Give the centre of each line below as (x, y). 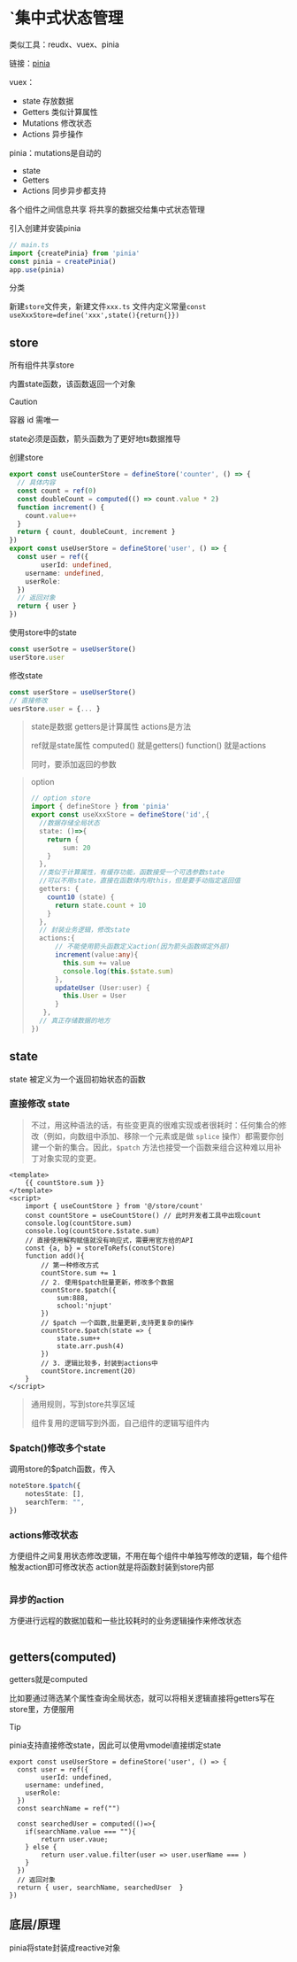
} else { (41, 1848)
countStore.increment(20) (89, 1371)
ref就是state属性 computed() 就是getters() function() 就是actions (148, 746)
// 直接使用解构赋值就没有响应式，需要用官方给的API (110, 1240)
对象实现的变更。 (70, 1158)
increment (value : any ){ (96, 955)
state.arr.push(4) (90, 1346)
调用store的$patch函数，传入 (62, 1469)
